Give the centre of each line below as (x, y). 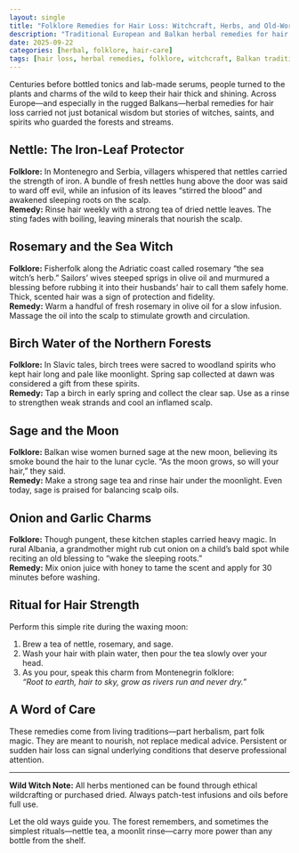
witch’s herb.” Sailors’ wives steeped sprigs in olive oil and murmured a (139, 278)
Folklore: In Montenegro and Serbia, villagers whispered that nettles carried (148, 171)
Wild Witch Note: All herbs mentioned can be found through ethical (133, 785)
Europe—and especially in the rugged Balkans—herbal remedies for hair (141, 103)
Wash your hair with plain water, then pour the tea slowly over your (145, 653)
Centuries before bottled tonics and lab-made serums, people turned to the (147, 84)
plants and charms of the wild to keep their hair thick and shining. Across (143, 93)
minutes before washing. (55, 577)
